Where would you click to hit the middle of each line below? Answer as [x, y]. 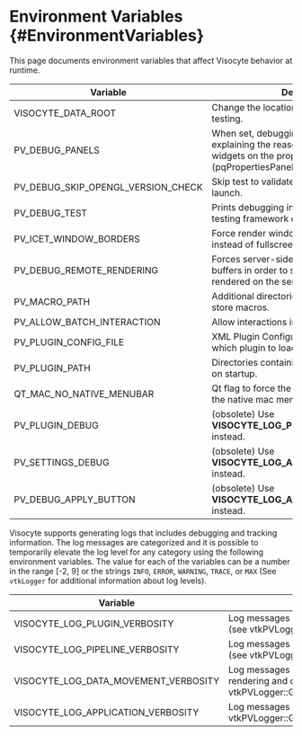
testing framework [250, 218]
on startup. [235, 373]
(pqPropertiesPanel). [256, 166]
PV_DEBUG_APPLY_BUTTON [75, 499]
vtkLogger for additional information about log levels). [108, 581]
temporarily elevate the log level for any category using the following [136, 552]
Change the [236, 107]
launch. [227, 192]
